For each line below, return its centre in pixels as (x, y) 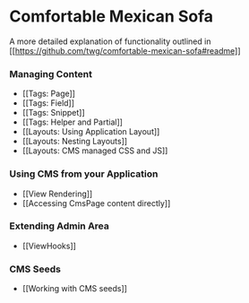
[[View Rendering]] (57, 194)
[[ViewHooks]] (49, 246)
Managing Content (51, 74)
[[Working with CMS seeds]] (75, 289)
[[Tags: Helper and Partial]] (73, 122)
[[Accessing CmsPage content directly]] (96, 203)
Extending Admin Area (60, 226)
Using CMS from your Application (84, 174)
